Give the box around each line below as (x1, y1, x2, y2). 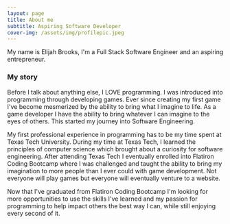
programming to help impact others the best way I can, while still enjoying (7, 201, 216, 210)
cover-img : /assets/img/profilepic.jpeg (7, 29, 125, 36)
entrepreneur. (7, 55, 46, 64)
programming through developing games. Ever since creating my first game (7, 95, 221, 103)
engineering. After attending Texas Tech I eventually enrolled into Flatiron (7, 152, 214, 160)
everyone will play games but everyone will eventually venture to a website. (7, 174, 221, 182)
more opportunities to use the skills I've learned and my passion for (7, 195, 198, 203)
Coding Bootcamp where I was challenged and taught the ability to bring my (7, 159, 222, 168)
